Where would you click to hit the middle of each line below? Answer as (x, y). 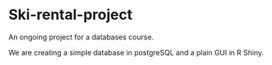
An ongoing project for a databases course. (81, 37)
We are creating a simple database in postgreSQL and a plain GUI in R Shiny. (136, 52)
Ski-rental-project (70, 15)
